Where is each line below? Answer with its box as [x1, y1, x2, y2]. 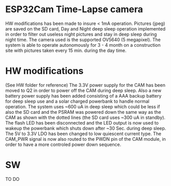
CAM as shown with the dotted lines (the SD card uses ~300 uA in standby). [5, 114, 166, 120]
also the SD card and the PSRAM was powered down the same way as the [5, 109, 161, 115]
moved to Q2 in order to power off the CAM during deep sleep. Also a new [5, 87, 162, 94]
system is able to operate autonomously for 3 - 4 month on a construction [5, 42, 161, 48]
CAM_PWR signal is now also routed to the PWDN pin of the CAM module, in [5, 136, 166, 142]
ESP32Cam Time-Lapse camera [5, 4, 143, 15]
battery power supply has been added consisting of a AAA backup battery [5, 92, 162, 99]
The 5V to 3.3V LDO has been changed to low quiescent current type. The [5, 131, 162, 137]
